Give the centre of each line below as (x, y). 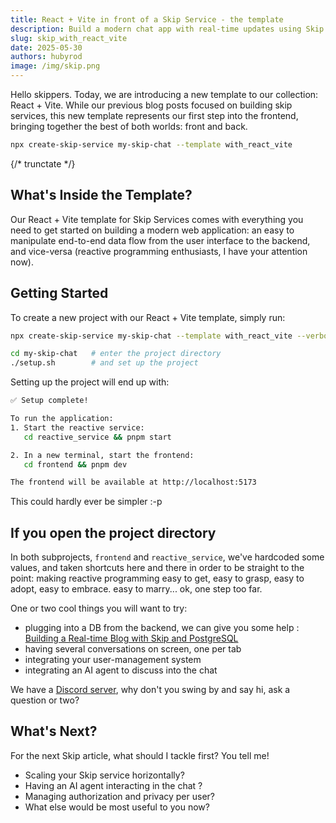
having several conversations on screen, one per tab (133, 649)
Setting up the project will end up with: (90, 382)
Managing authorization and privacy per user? (119, 796)
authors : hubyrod (46, 57)
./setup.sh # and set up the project (104, 363)
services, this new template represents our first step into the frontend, (154, 115)
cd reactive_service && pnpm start (97, 437)
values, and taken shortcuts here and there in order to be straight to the (157, 568)
